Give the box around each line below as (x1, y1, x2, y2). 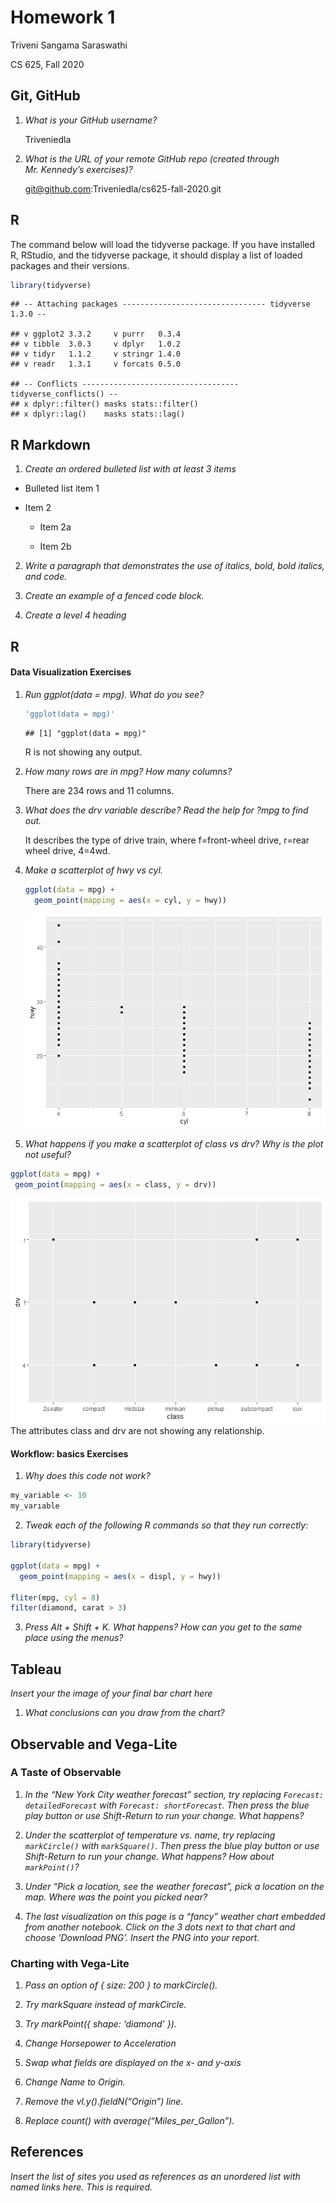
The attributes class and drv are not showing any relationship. (10, 1425, 265, 1437)
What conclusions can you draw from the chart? (24, 1707, 225, 1719)
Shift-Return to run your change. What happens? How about (24, 1850, 275, 1862)
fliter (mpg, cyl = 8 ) (10, 1592, 101, 1603)
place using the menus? (24, 1632, 124, 1644)
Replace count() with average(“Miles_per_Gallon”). (24, 2115, 235, 2127)
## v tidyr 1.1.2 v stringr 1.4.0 (10, 349, 182, 360)
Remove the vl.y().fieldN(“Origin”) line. (24, 2096, 184, 2108)
